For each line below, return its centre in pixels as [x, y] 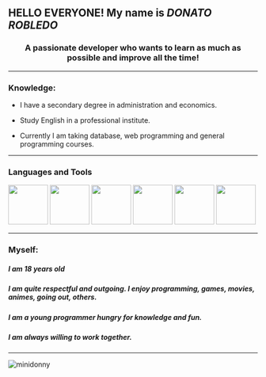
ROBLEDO [33, 26]
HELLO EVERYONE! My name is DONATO [110, 13]
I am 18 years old [36, 268]
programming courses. [57, 144]
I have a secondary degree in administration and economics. [118, 105]
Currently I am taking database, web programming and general [122, 135]
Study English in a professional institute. [85, 120]
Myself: [23, 250]
